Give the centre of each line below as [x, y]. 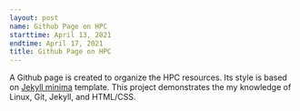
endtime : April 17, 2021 [56, 43]
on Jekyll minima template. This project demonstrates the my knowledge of [150, 87]
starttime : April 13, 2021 [60, 35]
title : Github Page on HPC [60, 52]
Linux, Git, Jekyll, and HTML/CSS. [73, 97]
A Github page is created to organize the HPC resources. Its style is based [149, 77]
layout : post [34, 18]
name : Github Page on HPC [58, 26]
